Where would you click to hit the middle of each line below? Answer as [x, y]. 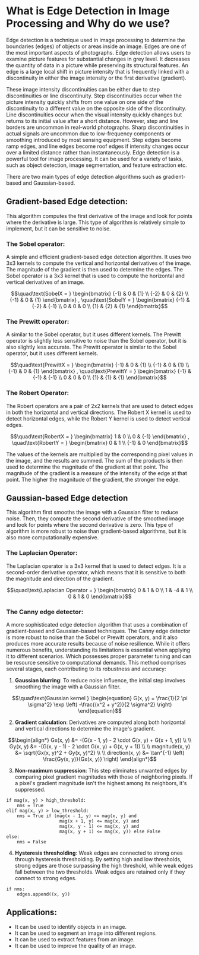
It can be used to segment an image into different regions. [86, 933]
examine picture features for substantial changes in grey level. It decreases [98, 59]
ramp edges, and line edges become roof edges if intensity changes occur [97, 146]
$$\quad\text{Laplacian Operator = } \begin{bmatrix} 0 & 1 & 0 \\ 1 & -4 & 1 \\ [100, 590]
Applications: [32, 913]
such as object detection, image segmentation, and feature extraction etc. [97, 165]
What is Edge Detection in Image [88, 11]
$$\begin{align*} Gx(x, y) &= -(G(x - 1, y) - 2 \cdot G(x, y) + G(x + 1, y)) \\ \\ [100, 740]
